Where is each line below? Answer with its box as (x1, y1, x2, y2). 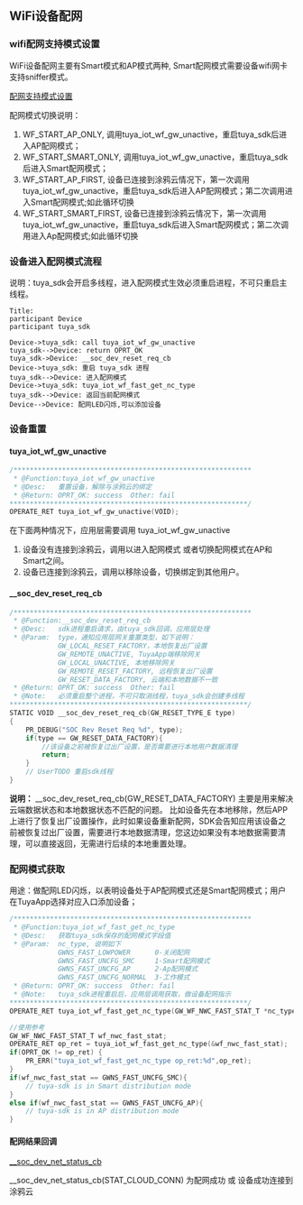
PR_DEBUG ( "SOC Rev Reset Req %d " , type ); (25, 725, 183, 734)
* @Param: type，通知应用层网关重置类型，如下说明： (13, 633, 196, 642)
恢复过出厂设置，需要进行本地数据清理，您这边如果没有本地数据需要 (24, 826, 278, 837)
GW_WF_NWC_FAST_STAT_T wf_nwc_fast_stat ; (9, 1031, 168, 1040)
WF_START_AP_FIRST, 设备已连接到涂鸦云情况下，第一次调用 (22, 174, 250, 185)
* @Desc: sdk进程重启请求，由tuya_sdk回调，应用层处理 (13, 625, 210, 634)
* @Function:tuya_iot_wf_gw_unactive (13, 474, 155, 483)
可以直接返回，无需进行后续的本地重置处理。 (24, 838, 191, 849)
